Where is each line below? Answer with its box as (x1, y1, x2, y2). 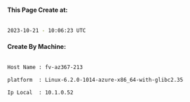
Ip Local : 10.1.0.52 (7, 89, 74, 96)
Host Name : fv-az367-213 (7, 64, 83, 71)
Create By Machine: (7, 42, 67, 50)
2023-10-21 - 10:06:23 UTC (7, 27, 86, 34)
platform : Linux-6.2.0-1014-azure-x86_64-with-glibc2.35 (7, 77, 184, 84)
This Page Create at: (7, 6, 68, 14)
